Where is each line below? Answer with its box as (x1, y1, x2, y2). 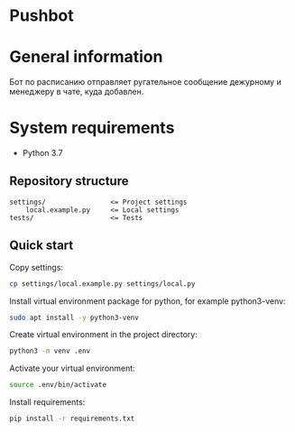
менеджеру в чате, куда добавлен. (9, 87, 144, 97)
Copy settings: (9, 262, 64, 272)
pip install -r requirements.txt (9, 414, 135, 424)
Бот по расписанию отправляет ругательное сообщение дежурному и (9, 77, 281, 87)
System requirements (9, 118, 175, 138)
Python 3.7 (22, 148, 63, 159)
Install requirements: (9, 397, 86, 408)
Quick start (9, 238, 74, 253)
